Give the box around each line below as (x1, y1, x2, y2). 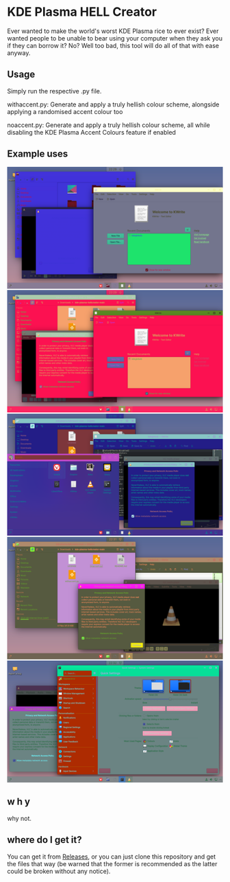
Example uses (7, 148, 68, 160)
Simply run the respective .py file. (7, 87, 102, 95)
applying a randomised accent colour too (7, 107, 123, 115)
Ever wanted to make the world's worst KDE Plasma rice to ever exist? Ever (7, 27, 219, 35)
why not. (7, 814, 32, 822)
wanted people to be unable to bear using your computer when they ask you (7, 34, 222, 42)
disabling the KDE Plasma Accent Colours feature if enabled (7, 128, 177, 136)
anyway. (7, 49, 31, 57)
